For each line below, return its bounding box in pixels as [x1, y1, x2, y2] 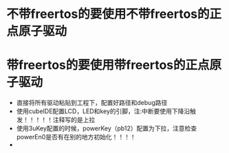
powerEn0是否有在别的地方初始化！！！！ [16, 133, 136, 141]
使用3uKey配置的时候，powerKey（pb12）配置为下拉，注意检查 [16, 124, 197, 132]
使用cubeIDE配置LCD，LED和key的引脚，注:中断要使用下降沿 [16, 107, 190, 115]
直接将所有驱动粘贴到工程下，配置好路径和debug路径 [16, 99, 168, 107]
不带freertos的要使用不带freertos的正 [6, 6, 222, 22]
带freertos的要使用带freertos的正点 [6, 58, 210, 73]
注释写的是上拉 [52, 116, 96, 124]
